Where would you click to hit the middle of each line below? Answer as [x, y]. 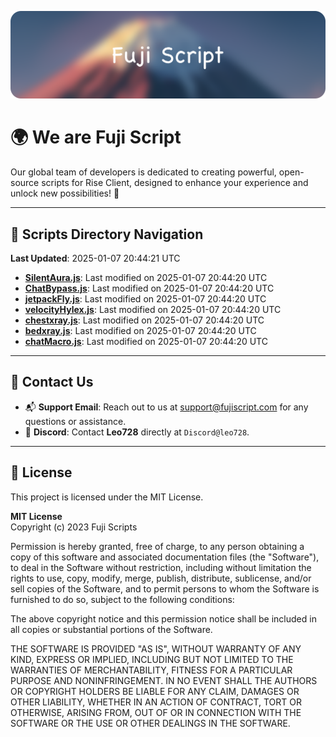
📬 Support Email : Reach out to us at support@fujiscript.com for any [166, 407]
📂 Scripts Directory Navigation [107, 234]
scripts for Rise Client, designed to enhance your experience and [175, 183]
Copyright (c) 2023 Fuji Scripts [74, 527]
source [25, 183]
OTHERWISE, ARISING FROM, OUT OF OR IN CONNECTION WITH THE [156, 712]
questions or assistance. [75, 421]
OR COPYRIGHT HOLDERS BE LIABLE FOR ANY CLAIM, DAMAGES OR [155, 691]
